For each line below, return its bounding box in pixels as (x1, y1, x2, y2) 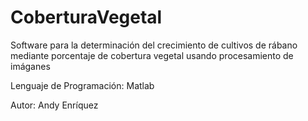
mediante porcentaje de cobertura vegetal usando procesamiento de (10, 49, 294, 61)
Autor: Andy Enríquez (10, 99, 99, 111)
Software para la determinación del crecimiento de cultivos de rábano (10, 39, 298, 51)
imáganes (10, 60, 51, 72)
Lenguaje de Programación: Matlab (10, 79, 155, 91)
